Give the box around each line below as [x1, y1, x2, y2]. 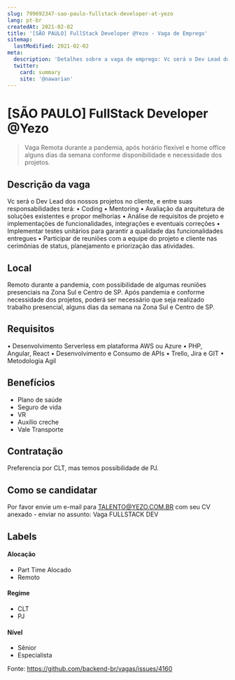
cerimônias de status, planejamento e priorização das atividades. [7, 242, 195, 250]
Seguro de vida [17, 403, 62, 411]
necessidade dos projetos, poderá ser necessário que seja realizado [7, 295, 205, 304]
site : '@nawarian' [20, 75, 73, 83]
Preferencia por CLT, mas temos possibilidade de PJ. [7, 464, 159, 472]
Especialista [17, 651, 52, 660]
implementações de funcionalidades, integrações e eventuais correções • [7, 220, 220, 228]
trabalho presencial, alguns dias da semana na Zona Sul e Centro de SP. [7, 302, 215, 311]
